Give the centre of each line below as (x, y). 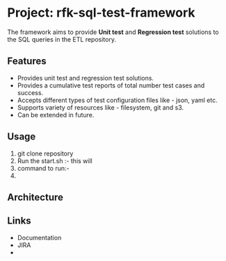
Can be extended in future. (56, 115)
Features (27, 61)
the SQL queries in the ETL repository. (62, 39)
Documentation (39, 237)
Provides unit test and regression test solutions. (86, 78)
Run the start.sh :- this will (55, 160)
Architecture (35, 197)
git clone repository (45, 153)
